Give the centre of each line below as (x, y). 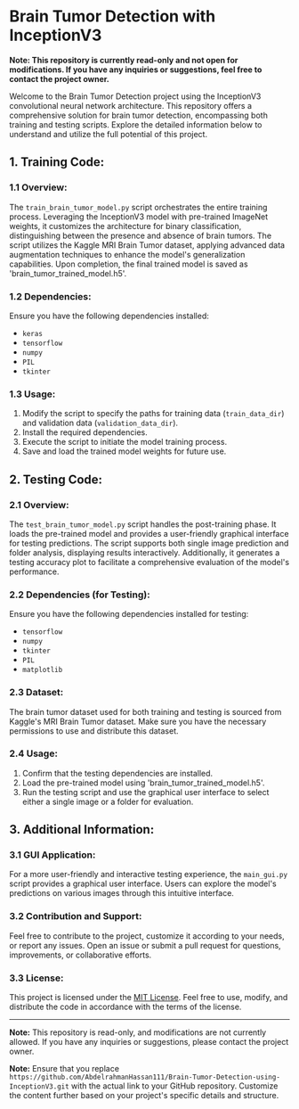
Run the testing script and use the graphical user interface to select (145, 792)
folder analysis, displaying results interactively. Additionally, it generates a (145, 552)
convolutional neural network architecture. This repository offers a (130, 105)
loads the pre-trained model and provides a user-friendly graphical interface (149, 533)
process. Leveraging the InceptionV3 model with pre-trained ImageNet (139, 217)
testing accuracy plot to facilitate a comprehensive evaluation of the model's (149, 562)
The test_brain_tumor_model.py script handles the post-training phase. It (143, 524)
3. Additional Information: (82, 830)
